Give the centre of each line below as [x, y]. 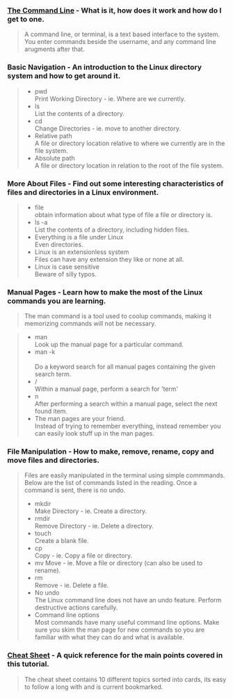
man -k [45, 352]
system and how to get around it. [64, 76]
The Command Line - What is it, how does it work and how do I [114, 10]
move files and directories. [53, 461]
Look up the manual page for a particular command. [109, 345]
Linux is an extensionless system [82, 252]
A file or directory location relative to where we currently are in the [130, 143]
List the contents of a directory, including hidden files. [112, 230]
